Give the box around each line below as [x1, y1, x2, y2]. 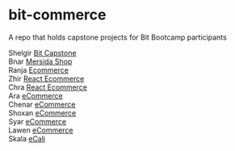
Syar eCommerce [8, 116, 67, 126]
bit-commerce [8, 6, 107, 24]
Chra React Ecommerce [8, 82, 87, 92]
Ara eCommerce [8, 90, 63, 100]
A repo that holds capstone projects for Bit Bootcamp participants [8, 32, 228, 42]
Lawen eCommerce [8, 125, 74, 135]
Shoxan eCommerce [8, 107, 77, 118]
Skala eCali [8, 133, 46, 143]
